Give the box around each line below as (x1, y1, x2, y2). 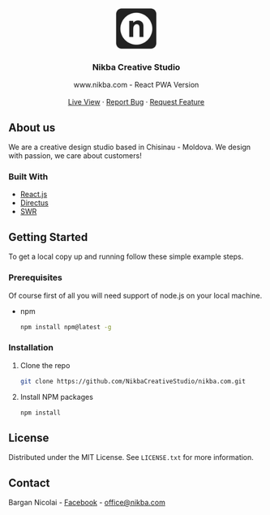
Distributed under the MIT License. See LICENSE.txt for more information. (8, 453, 254, 462)
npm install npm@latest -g (19, 323, 112, 331)
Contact (8, 476, 50, 490)
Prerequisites (8, 272, 62, 283)
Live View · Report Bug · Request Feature (67, 97, 205, 107)
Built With (8, 171, 49, 182)
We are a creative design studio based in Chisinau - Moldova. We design (8, 142, 251, 152)
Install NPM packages (19, 392, 93, 401)
